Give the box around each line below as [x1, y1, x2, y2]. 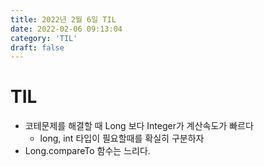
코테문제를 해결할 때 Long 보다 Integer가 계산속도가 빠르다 [24, 120, 254, 132]
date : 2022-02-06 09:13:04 [10, 24, 123, 34]
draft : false [10, 42, 65, 53]
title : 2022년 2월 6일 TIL [10, 14, 117, 25]
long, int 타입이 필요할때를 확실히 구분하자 [39, 132, 205, 145]
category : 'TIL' [10, 33, 78, 43]
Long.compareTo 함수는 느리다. [24, 145, 151, 157]
